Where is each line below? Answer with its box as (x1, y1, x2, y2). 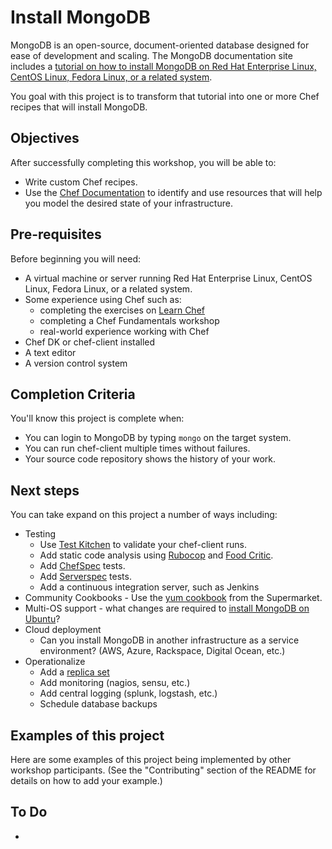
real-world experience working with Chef (39, 325, 210, 337)
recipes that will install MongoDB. (10, 101, 148, 113)
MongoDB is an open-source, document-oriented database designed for (10, 39, 310, 51)
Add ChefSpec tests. (39, 560, 126, 572)
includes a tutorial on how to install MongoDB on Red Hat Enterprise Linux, (10, 60, 317, 72)
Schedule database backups (39, 698, 158, 710)
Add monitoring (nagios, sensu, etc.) (39, 677, 191, 689)
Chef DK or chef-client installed (24, 336, 156, 348)
